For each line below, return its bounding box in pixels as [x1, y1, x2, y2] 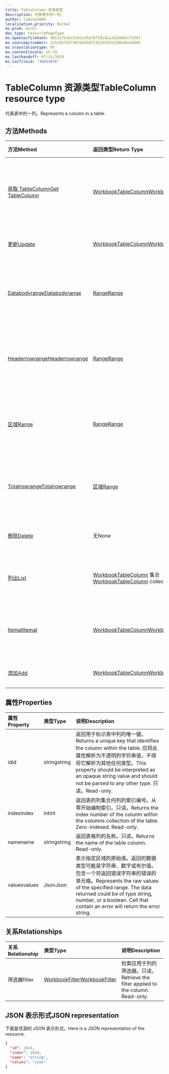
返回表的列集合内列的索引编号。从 [75, 796, 157, 803]
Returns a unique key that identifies [75, 737, 159, 744]
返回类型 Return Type [93, 146, 143, 153]
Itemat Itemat [8, 627, 38, 633]
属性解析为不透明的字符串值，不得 [75, 752, 157, 759]
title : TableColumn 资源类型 [5, 7, 63, 13]
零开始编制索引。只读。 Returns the [75, 804, 158, 811]
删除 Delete [8, 532, 34, 539]
